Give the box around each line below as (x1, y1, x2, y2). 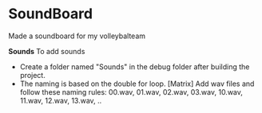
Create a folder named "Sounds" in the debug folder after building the (19, 61, 250, 72)
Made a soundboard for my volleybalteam (8, 31, 146, 41)
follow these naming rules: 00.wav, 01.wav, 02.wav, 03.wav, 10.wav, (19, 87, 244, 96)
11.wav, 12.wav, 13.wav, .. (19, 95, 102, 105)
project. (19, 70, 46, 80)
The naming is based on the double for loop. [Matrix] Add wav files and (19, 79, 255, 88)
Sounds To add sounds (8, 46, 85, 56)
